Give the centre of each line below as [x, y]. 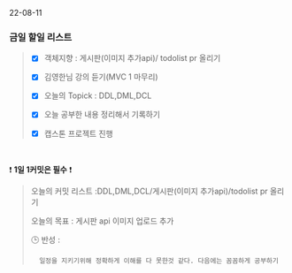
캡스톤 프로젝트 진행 [78, 133]
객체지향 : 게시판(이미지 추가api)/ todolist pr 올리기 [132, 58]
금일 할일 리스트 [41, 37]
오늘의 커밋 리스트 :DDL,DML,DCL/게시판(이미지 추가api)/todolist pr [149, 191]
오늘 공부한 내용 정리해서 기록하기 [102, 115]
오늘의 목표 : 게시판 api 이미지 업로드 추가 [102, 221]
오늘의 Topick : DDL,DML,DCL [98, 95]
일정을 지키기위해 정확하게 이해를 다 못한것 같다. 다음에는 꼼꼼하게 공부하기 [159, 261]
